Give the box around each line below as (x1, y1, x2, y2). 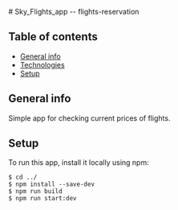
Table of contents (8, 30, 98, 43)
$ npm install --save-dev (8, 180, 95, 188)
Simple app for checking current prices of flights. (8, 113, 171, 123)
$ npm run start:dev (8, 195, 78, 203)
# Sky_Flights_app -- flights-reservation (8, 7, 140, 16)
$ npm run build (8, 187, 63, 196)
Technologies (19, 60, 66, 69)
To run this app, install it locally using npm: (8, 158, 150, 167)
